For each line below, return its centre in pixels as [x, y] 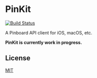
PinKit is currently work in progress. [44, 42]
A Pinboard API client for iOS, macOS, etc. [49, 32]
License [18, 58]
